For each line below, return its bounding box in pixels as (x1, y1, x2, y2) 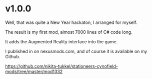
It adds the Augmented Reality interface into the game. (5, 38, 118, 45)
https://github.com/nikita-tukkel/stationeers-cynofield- (5, 63, 118, 69)
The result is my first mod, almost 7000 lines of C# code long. (5, 29, 132, 35)
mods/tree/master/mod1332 (5, 68, 63, 75)
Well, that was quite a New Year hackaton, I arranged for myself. (5, 19, 137, 25)
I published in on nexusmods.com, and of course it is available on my (5, 48, 147, 54)
